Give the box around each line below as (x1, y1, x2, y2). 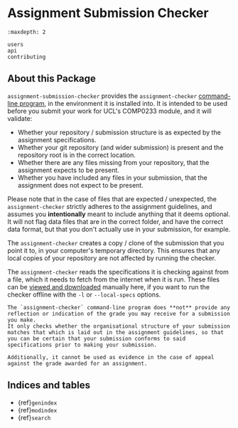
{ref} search (17, 413, 51, 422)
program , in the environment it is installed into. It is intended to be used (19, 99, 228, 107)
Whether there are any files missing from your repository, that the (17, 158, 210, 166)
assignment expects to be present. (17, 166, 119, 174)
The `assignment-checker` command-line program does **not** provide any (7, 304, 231, 311)
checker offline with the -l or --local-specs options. (7, 290, 161, 299)
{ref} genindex (17, 398, 58, 407)
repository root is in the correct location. (17, 151, 136, 159)
